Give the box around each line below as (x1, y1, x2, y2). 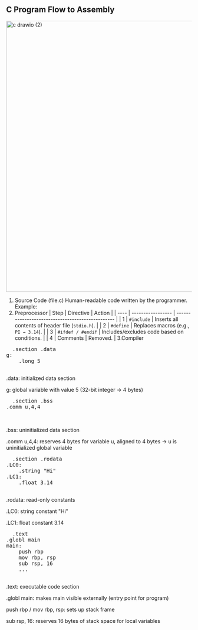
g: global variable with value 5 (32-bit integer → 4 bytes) (6, 386, 143, 393)
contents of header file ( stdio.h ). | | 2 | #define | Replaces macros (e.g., (14, 322, 190, 329)
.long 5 (18, 358, 41, 364)
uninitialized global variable (6, 444, 72, 451)
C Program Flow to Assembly (6, 5, 115, 15)
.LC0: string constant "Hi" (6, 508, 69, 515)
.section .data (12, 346, 56, 352)
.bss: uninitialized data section (6, 426, 80, 433)
